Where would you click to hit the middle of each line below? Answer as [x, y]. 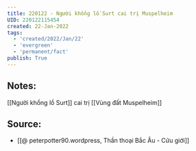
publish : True [27, 58]
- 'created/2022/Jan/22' [49, 39]
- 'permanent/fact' [41, 52]
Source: [24, 124]
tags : [15, 33]
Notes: [22, 86]
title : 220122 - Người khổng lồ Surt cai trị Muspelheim [90, 13]
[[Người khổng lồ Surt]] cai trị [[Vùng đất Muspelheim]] [85, 102]
